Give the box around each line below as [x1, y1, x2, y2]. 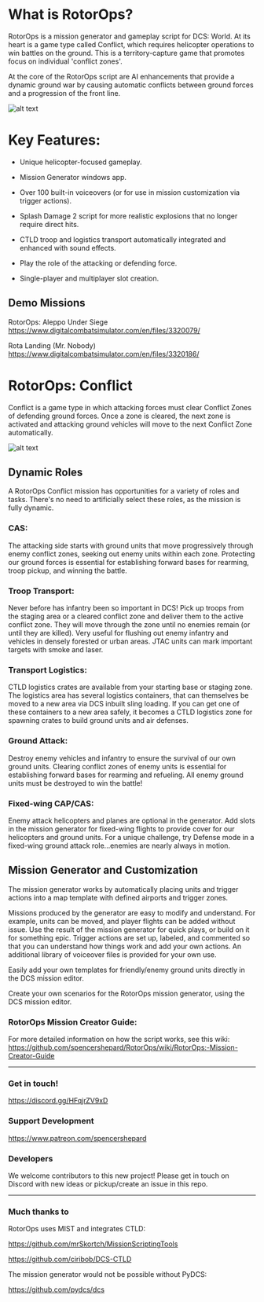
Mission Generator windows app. [19, 172, 127, 182]
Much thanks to [8, 1206, 69, 1217]
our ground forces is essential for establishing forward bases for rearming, [8, 557, 250, 567]
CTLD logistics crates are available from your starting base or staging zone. [8, 682, 253, 692]
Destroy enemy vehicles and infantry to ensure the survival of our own [8, 753, 236, 763]
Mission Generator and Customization [8, 864, 199, 877]
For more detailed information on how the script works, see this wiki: [8, 1035, 230, 1044]
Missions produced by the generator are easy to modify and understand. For [8, 908, 256, 917]
